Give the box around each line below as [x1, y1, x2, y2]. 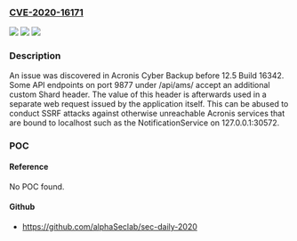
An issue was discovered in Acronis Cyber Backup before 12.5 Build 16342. [9, 69, 285, 81]
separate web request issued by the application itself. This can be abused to [9, 98, 289, 108]
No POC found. [9, 181, 65, 192]
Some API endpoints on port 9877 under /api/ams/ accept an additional [9, 79, 270, 90]
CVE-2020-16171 [9, 6, 84, 19]
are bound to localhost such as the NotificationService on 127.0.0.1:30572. [9, 117, 280, 128]
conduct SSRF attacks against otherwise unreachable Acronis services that [9, 108, 285, 118]
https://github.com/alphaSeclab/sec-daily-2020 [21, 221, 198, 232]
